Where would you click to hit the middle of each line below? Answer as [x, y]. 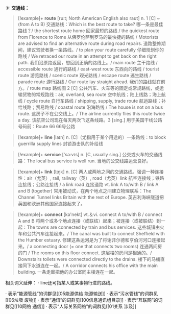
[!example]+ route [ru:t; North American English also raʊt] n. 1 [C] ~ [89, 18]
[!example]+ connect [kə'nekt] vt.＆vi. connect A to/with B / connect [90, 214]
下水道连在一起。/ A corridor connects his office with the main [92, 265]
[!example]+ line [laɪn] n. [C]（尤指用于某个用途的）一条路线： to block [92, 137]
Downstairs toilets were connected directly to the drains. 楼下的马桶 [89, 259]
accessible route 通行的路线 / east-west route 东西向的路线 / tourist [88, 69]
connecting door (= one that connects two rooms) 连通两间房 [98, 246]
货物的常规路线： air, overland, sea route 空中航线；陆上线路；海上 [92, 94]
